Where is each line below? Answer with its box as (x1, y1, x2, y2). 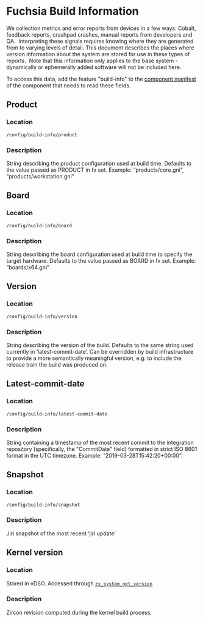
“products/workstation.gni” (6, 172, 74, 180)
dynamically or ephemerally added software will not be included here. (6, 63, 182, 71)
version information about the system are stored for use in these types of (6, 50, 190, 57)
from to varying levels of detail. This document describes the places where (6, 44, 194, 51)
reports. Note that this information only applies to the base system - (6, 57, 178, 64)
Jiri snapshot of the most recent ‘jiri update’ (6, 530, 116, 537)
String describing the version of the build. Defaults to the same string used (6, 341, 194, 349)
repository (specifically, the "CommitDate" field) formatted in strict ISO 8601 (6, 445, 198, 453)
